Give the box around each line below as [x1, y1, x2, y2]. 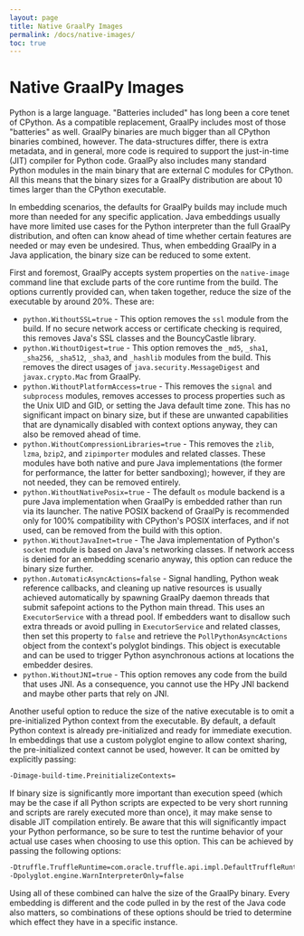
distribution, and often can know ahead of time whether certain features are [9, 231, 292, 241]
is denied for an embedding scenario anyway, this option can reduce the [22, 553, 292, 565]
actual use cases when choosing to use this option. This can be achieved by [9, 836, 294, 846]
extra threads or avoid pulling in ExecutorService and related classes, [22, 621, 280, 632]
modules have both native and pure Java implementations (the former [22, 458, 283, 468]
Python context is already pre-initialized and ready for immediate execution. [9, 725, 292, 736]
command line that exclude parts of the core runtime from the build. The [9, 277, 279, 288]
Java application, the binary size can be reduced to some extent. [9, 250, 252, 260]
